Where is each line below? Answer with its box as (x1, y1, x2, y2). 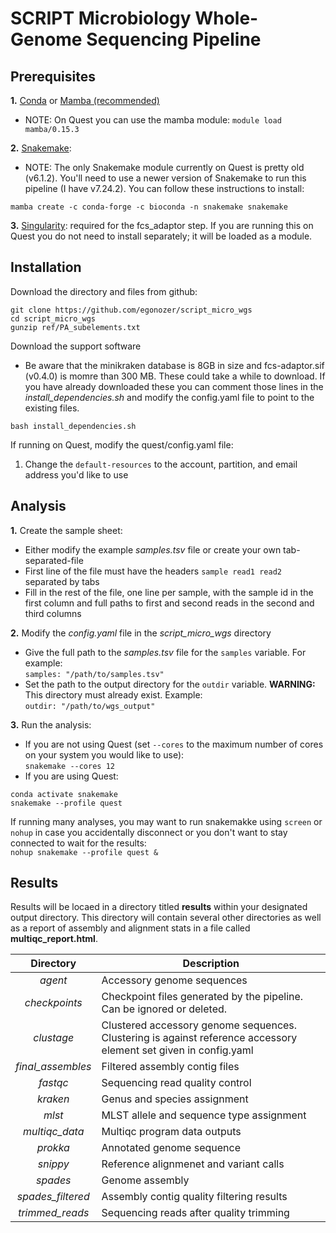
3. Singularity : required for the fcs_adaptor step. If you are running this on (10, 220, 314, 231)
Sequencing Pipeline (86, 28, 262, 51)
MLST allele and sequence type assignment (101, 1108, 307, 1122)
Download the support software (10, 340, 142, 352)
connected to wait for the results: (10, 837, 147, 849)
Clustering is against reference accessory (101, 1031, 298, 1045)
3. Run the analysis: (10, 718, 92, 731)
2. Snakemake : (10, 142, 72, 154)
